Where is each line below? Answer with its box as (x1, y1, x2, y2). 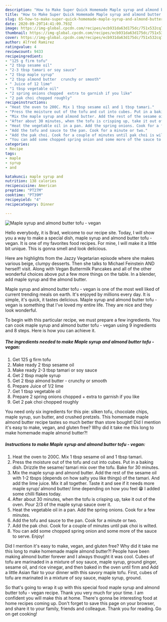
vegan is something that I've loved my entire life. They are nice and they (5, 302, 153, 308)
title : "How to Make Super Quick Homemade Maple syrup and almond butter (5, 12, 162, 17)
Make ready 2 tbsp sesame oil (12, 362, 75, 368)
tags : (5, 151, 16, 156)
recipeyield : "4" (5, 197, 41, 202)
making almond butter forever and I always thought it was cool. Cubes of (5, 554, 154, 560)
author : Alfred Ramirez (5, 40, 55, 45)
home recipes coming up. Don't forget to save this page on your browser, (5, 601, 155, 607)
